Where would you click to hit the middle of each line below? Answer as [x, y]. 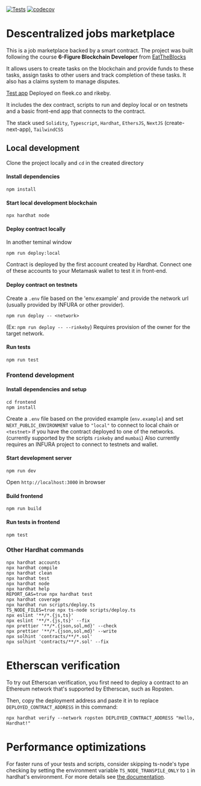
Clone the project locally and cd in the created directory [75, 162]
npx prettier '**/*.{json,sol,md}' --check [62, 626]
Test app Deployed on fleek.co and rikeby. [59, 93]
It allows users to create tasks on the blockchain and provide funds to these [100, 68]
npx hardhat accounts [33, 562]
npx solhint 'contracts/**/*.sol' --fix [58, 642]
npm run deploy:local [33, 254]
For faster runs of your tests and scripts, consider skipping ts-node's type [98, 764]
